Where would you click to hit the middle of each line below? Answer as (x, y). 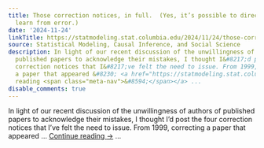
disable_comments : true (47, 89)
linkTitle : (26, 37)
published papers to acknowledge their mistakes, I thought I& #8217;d (133, 60)
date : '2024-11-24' (40, 30)
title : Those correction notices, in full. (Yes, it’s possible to (123, 15)
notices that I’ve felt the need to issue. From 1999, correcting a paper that (127, 128)
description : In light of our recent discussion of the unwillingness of (132, 52)
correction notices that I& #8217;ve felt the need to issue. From (126, 67)
